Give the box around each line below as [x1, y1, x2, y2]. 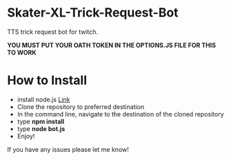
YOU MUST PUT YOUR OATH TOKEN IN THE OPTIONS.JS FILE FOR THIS [7, 41, 216, 49]
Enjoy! [17, 132, 35, 140]
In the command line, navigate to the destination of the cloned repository [17, 110, 224, 118]
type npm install [17, 117, 65, 126]
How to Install [7, 72, 88, 88]
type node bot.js [17, 124, 66, 132]
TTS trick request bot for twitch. [7, 28, 99, 36]
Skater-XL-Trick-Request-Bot [7, 5, 179, 21]
